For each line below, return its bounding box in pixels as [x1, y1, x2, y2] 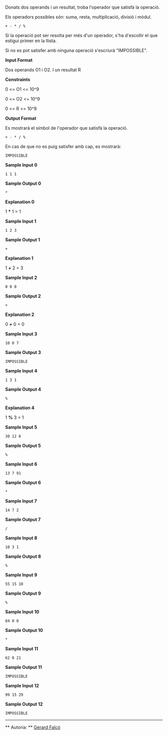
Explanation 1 [5, 255, 33, 261]
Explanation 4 [5, 405, 35, 411]
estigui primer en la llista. [5, 38, 57, 44]
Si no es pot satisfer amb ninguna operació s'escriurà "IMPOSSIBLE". [5, 48, 147, 53]
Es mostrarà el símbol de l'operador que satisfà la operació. [5, 125, 128, 131]
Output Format [5, 115, 36, 121]
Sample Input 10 [5, 609, 39, 615]
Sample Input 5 [5, 424, 37, 430]
